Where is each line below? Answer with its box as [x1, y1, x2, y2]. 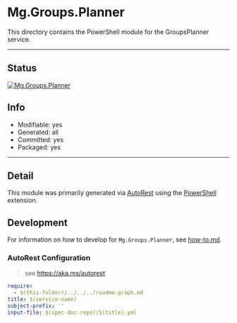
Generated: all [17, 128, 59, 136]
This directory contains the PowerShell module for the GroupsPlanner [7, 28, 209, 36]
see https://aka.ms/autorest [24, 269, 106, 278]
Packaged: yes [17, 143, 61, 151]
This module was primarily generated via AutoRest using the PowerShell [7, 189, 217, 197]
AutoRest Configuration [7, 253, 91, 263]
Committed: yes [17, 135, 64, 143]
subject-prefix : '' [7, 303, 65, 310]
